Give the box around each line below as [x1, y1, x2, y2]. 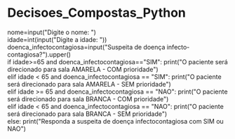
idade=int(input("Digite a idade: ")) [7, 35, 107, 43]
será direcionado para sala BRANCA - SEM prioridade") [7, 110, 168, 118]
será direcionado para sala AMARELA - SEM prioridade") [7, 80, 172, 88]
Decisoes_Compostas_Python [7, 5, 186, 21]
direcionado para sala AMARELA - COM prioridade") [7, 65, 159, 73]
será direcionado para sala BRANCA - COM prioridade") [7, 94, 169, 103]
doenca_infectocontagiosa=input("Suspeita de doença [7, 43, 166, 51]
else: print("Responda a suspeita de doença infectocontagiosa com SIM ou [7, 117, 224, 125]
